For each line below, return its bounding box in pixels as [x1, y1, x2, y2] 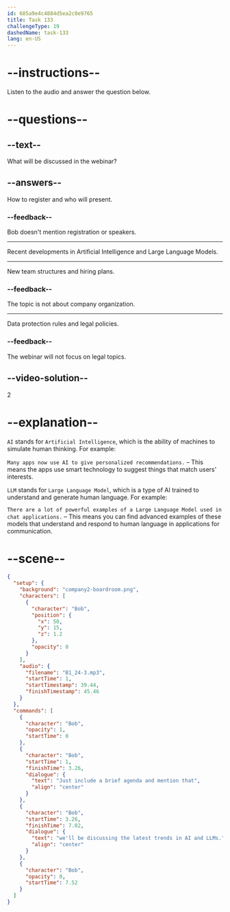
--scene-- [7, 551, 66, 566]
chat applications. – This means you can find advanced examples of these [7, 512, 221, 520]
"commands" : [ [13, 707, 53, 714]
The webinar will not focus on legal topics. [7, 352, 127, 361]
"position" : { [31, 612, 72, 619]
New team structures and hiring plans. [7, 267, 115, 276]
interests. [7, 472, 34, 481]
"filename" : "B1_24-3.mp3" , [25, 669, 106, 676]
